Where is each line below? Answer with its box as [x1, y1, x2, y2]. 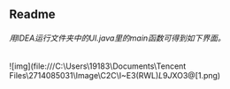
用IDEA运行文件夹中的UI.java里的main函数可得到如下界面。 [9, 33, 226, 43]
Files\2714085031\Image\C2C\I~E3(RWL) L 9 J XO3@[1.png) [9, 70, 221, 80]
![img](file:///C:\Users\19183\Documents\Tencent [9, 61, 187, 71]
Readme [9, 7, 56, 22]
